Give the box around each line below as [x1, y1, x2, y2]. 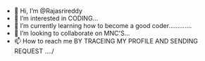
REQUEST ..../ [13, 47, 54, 55]
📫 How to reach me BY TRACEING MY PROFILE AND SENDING [13, 37, 199, 45]
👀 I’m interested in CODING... [13, 14, 99, 22]
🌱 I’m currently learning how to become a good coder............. [13, 22, 192, 29]
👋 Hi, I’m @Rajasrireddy [13, 7, 83, 15]
